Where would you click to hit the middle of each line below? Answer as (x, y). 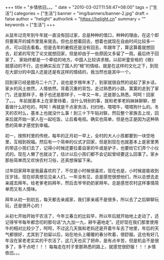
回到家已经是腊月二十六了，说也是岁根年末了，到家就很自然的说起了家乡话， (82, 82)
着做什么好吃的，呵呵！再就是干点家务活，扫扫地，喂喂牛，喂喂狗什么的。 (80, 107)
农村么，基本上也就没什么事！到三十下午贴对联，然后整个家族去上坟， (84, 113)
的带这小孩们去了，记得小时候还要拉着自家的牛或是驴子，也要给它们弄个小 (80, 148)
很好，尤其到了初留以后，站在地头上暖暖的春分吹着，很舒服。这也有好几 (86, 234)
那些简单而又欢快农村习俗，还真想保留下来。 (50, 160)
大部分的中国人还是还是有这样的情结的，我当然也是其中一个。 (71, 72)
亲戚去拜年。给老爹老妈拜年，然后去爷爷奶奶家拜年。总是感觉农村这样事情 (80, 183)
